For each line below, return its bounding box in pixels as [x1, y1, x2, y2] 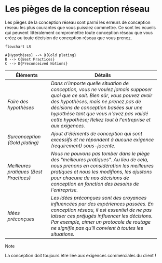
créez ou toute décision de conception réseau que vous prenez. [5, 35, 132, 41]
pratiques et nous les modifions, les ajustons [51, 168, 152, 175]
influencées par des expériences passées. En [51, 200, 154, 207]
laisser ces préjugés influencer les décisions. [51, 212, 153, 219]
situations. [51, 231, 75, 237]
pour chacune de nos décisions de [51, 174, 129, 181]
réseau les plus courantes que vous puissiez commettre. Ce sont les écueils [5, 24, 156, 30]
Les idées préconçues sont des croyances [51, 194, 147, 201]
